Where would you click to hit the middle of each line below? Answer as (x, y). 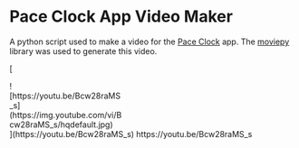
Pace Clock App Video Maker (121, 17)
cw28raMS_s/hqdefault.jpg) (61, 125)
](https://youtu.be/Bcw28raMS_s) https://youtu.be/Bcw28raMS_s (131, 134)
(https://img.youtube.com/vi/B (66, 115)
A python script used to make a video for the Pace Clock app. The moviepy (149, 42)
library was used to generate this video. (83, 51)
